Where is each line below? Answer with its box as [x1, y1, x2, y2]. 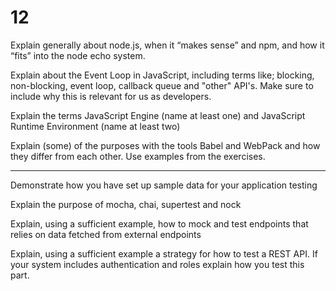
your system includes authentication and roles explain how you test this [10, 258, 305, 270]
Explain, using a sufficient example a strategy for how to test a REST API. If [10, 247, 318, 260]
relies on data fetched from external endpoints [10, 228, 202, 240]
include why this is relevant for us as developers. [10, 90, 212, 102]
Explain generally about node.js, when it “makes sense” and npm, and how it [10, 39, 325, 51]
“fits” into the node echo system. [10, 49, 146, 61]
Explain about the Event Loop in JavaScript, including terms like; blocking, [10, 69, 315, 81]
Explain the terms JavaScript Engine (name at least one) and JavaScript [10, 109, 306, 121]
